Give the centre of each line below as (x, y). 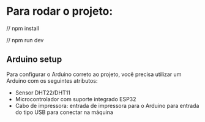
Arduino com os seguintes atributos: (52, 80)
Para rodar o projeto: (60, 11)
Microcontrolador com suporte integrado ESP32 (76, 99)
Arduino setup (34, 59)
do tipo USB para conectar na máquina (64, 112)
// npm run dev (25, 40)
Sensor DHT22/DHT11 (43, 93)
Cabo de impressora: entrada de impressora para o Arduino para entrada (107, 105)
